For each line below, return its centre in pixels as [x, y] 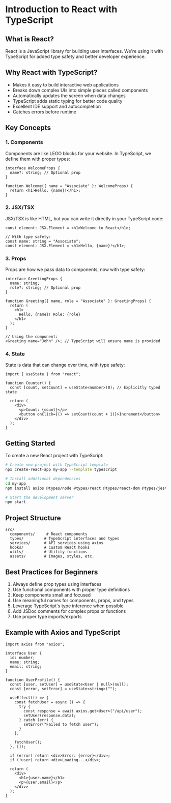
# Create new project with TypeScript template [57, 465]
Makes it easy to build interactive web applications [66, 84]
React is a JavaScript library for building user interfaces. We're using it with [84, 51]
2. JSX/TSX [20, 207]
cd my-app [16, 483]
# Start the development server [39, 497]
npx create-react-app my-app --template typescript [61, 470]
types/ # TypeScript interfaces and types [65, 539]
